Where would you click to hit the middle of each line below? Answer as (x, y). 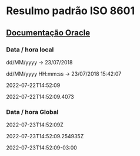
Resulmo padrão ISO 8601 (71, 11)
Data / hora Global (32, 112)
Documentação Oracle (48, 33)
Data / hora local (30, 50)
